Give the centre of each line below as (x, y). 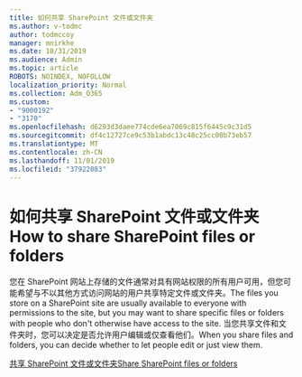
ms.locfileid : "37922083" (58, 169)
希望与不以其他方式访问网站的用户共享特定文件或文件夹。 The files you (148, 293)
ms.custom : (30, 102)
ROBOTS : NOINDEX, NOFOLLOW (60, 77)
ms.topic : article (44, 69)
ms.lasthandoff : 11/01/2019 (62, 160)
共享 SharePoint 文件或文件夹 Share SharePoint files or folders (124, 363)
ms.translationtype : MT (54, 144)
